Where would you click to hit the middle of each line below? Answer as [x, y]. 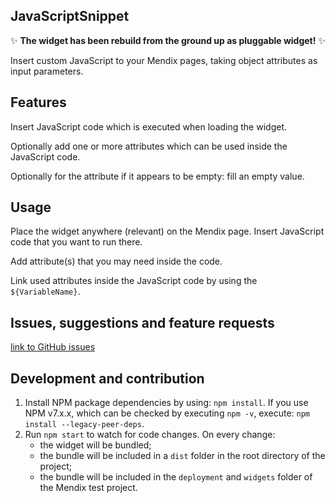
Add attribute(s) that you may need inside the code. [116, 261]
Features [38, 102]
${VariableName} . [45, 291]
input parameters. [47, 71]
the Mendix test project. [88, 488]
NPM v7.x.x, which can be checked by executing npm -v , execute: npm [167, 413]
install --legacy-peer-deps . [84, 424]
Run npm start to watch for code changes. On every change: [150, 435]
